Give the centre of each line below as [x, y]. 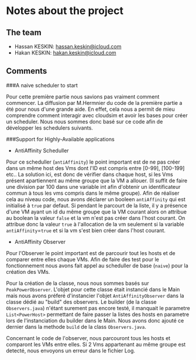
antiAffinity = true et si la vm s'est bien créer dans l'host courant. [86, 230]
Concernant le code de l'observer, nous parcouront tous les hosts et [88, 338]
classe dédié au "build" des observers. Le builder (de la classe [81, 302]
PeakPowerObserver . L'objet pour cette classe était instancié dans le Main [93, 289]
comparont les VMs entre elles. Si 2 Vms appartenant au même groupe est [96, 344]
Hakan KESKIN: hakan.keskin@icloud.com [65, 53]
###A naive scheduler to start [42, 85]
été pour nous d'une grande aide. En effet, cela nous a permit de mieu [90, 109]
